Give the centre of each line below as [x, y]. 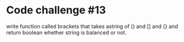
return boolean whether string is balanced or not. [66, 32]
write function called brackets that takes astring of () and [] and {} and [92, 26]
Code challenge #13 [56, 10]
